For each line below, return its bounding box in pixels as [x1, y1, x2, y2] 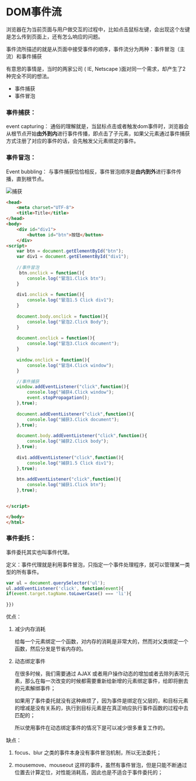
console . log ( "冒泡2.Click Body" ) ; [27, 319, 109, 325]
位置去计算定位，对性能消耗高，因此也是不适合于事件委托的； [14, 769, 163, 776]
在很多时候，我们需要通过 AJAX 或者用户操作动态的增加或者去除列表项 [14, 670, 185, 677]
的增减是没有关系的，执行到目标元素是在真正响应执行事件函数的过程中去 [14, 704, 188, 711]
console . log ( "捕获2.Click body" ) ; [27, 438, 109, 445]
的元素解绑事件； [14, 685, 56, 692]
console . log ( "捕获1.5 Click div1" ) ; [27, 460, 114, 466]
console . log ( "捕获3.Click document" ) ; [27, 417, 120, 422]
